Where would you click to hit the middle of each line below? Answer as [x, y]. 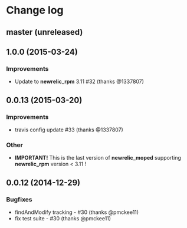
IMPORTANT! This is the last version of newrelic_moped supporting [98, 158]
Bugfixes [19, 199]
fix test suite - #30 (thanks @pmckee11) [63, 218]
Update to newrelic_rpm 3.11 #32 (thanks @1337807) [79, 82]
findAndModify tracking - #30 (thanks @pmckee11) [77, 212]
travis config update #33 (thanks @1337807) [69, 130]
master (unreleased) [45, 32]
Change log [35, 10]
